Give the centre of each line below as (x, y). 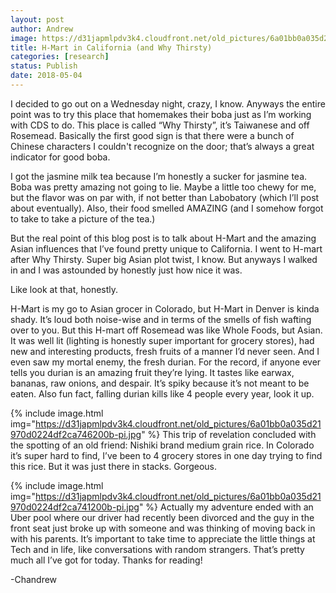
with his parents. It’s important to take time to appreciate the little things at (163, 538)
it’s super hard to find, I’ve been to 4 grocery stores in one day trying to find (166, 455)
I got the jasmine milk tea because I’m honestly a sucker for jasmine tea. (159, 176)
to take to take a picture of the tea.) (83, 218)
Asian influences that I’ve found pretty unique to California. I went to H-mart (166, 248)
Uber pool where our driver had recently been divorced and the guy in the (162, 517)
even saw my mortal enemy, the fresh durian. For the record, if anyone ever (166, 362)
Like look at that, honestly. (64, 289)
